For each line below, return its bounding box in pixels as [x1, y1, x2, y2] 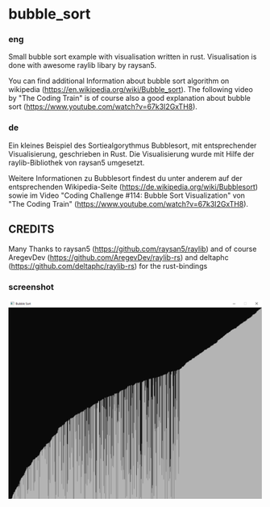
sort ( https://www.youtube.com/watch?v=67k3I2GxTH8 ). [8, 102, 197, 111]
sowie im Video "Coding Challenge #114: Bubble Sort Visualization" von [8, 191, 246, 200]
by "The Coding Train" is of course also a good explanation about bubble [8, 94, 251, 103]
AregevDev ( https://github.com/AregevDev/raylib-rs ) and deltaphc [8, 252, 229, 262]
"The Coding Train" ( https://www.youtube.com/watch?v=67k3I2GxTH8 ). [8, 199, 248, 208]
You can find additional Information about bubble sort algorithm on [8, 76, 230, 86]
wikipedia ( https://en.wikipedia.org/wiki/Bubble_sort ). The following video [8, 85, 254, 94]
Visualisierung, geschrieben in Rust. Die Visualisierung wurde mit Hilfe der [8, 149, 255, 158]
